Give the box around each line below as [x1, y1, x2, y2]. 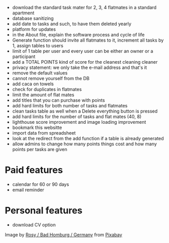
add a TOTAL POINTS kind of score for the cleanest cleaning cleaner [12, 59, 158, 65]
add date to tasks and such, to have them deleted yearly [12, 21, 132, 27]
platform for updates [12, 26, 56, 32]
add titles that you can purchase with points [12, 97, 105, 103]
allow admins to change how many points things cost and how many [12, 141, 157, 147]
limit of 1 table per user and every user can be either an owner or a [12, 48, 154, 54]
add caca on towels [12, 81, 54, 87]
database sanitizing [12, 15, 54, 21]
